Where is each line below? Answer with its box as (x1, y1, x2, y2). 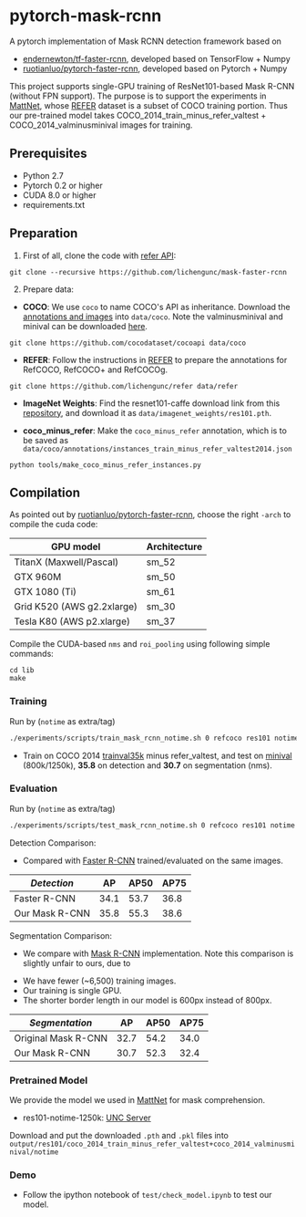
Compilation (9, 484, 80, 500)
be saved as (22, 434, 69, 445)
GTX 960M (14, 571, 62, 584)
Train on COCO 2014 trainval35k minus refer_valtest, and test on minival (22, 750, 293, 761)
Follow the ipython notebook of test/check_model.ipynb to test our (22, 1190, 272, 1201)
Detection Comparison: (9, 837, 97, 848)
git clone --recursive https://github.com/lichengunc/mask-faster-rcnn (9, 267, 287, 276)
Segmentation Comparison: (9, 930, 112, 941)
